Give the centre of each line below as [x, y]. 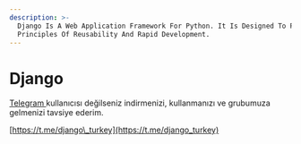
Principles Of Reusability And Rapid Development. [114, 34]
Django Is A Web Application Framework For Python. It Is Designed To [152, 26]
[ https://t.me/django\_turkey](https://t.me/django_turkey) [114, 130]
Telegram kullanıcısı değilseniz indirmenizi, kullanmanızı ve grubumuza [140, 103]
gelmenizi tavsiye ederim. [56, 113]
